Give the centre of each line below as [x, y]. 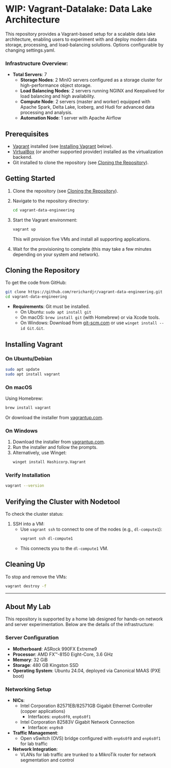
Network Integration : [35, 749]
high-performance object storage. [56, 85]
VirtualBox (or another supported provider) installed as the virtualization [88, 152]
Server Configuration [32, 638]
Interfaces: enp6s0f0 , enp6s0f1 [59, 716]
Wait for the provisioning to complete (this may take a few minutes [82, 249]
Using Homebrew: [24, 398]
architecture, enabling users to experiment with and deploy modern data [81, 39]
